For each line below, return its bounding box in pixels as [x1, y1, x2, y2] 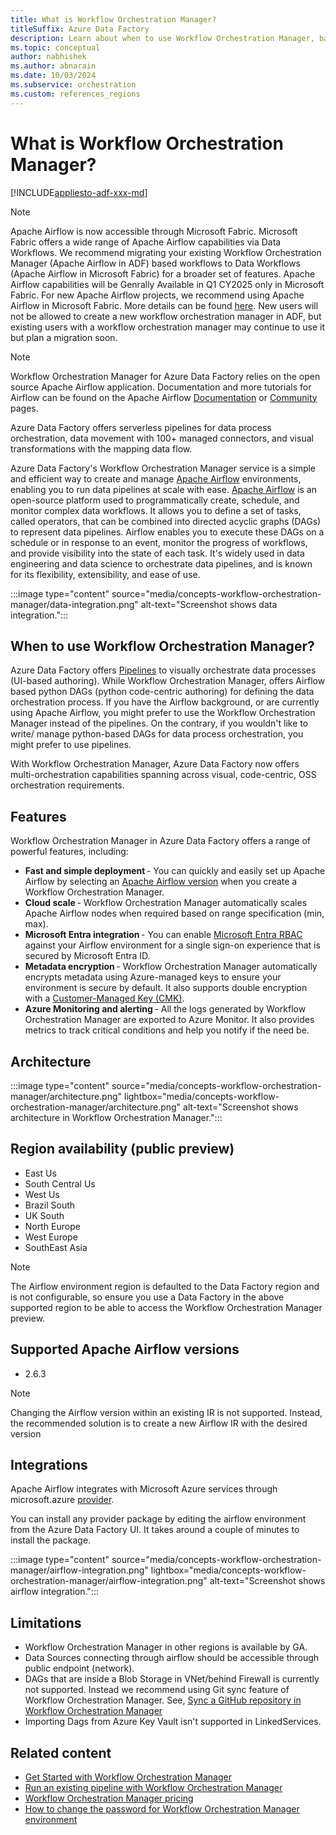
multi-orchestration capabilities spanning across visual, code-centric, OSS [10, 769, 317, 781]
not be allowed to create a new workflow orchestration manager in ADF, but [10, 310, 322, 322]
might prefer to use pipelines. [10, 739, 132, 751]
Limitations [10, 1614, 82, 1631]
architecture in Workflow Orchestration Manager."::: [10, 1112, 223, 1123]
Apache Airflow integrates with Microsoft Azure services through [10, 1483, 278, 1495]
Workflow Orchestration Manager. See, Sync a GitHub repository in [24, 1694, 302, 1706]
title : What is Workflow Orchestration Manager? [10, 14, 217, 25]
